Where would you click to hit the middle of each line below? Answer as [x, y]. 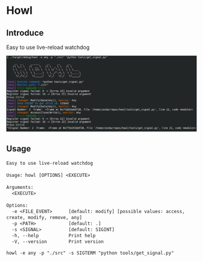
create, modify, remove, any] [44, 218]
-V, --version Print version [58, 242]
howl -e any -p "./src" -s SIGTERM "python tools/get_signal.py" [90, 253]
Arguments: [20, 188]
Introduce [25, 33]
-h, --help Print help [54, 236]
